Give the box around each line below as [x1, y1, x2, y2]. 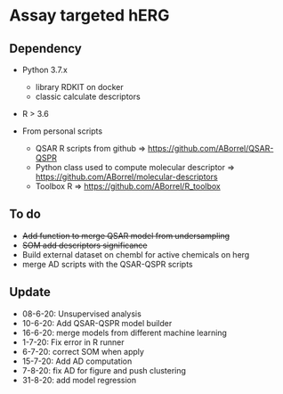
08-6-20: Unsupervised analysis [21, 308, 142, 319]
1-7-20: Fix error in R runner [21, 336, 125, 348]
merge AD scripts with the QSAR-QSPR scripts [21, 259, 193, 269]
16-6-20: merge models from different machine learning [21, 327, 227, 338]
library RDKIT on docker [35, 82, 124, 92]
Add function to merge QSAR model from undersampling [21, 230, 230, 241]
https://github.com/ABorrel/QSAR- [148, 144, 274, 153]
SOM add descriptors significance [21, 240, 148, 250]
